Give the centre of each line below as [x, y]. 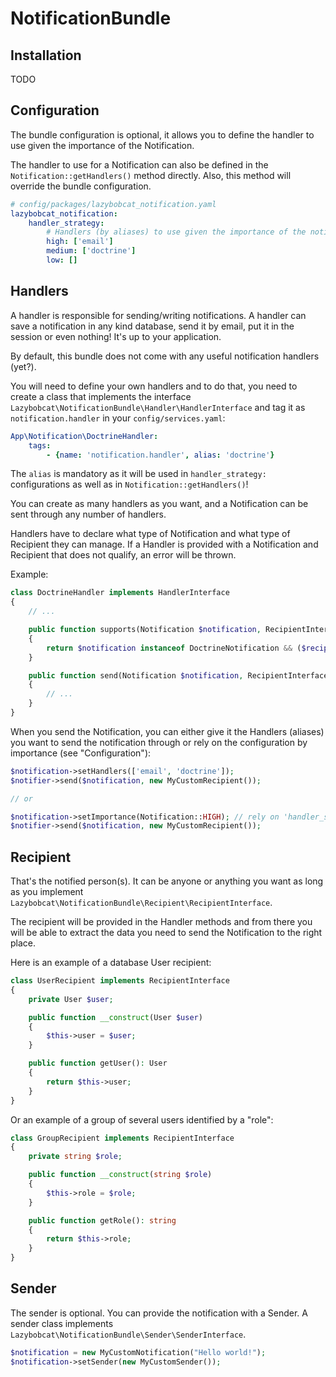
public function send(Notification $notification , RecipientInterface [178, 675]
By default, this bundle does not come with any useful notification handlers [165, 356]
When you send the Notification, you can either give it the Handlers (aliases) [167, 731]
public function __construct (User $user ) [115, 1017]
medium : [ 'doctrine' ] [91, 251]
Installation [46, 55]
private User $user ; [71, 999]
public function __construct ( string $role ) [120, 1175]
